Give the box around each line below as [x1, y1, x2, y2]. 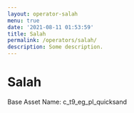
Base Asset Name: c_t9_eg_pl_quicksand [7, 97, 127, 106]
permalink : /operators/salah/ [7, 37, 98, 44]
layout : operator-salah [7, 10, 78, 18]
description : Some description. [7, 43, 103, 50]
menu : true [7, 17, 40, 24]
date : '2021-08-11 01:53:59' [7, 23, 94, 31]
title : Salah [7, 30, 46, 38]
